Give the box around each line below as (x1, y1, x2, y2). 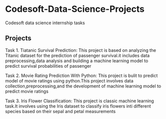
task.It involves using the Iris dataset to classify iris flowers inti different (5, 103, 151, 109)
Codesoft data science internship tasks (5, 20, 85, 26)
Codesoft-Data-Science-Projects (5, 3, 145, 15)
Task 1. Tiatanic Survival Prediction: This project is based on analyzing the (5, 47, 156, 53)
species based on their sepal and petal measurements (5, 108, 116, 114)
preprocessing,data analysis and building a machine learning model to (5, 58, 149, 64)
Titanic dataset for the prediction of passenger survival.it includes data (5, 52, 150, 58)
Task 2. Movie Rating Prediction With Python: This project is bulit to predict (5, 73, 158, 79)
